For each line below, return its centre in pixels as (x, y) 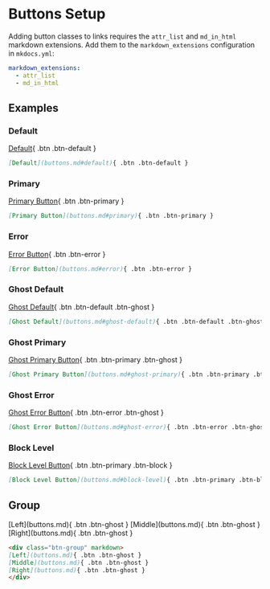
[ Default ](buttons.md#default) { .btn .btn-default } (98, 163)
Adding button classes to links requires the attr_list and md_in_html (123, 36)
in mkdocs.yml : (31, 53)
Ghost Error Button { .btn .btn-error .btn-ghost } (86, 413)
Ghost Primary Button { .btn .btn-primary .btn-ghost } (96, 359)
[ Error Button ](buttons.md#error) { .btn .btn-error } (100, 269)
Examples (33, 108)
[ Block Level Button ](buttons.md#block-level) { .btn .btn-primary (122, 480)
